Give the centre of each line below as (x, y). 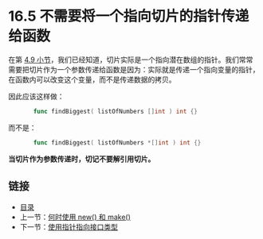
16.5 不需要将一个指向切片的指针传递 (129, 16)
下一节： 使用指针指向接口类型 (69, 226)
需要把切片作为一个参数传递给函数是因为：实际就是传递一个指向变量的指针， (134, 69)
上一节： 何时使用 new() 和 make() (75, 217)
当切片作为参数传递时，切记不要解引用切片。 (82, 159)
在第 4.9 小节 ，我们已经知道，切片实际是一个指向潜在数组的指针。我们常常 (131, 60)
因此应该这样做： (36, 96)
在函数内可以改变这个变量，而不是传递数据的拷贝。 (92, 79)
